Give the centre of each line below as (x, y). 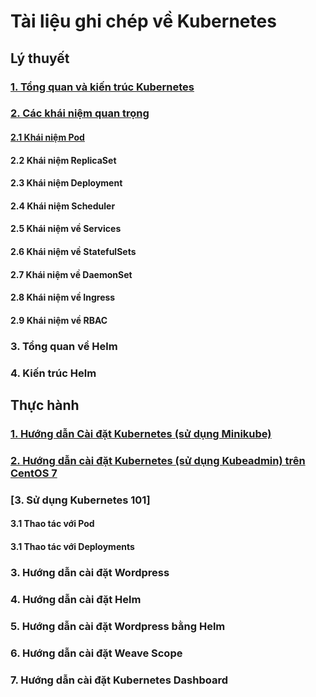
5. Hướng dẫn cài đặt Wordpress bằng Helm (118, 626)
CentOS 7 (34, 473)
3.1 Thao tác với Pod (52, 524)
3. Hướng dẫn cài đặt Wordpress (90, 572)
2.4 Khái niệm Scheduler (63, 206)
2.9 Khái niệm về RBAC (59, 320)
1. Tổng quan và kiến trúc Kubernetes (102, 87)
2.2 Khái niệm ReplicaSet (63, 160)
